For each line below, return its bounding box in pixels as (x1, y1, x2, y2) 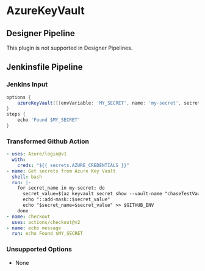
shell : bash (12, 174, 43, 180)
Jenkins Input (6, 80, 48, 89)
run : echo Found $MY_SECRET (12, 231, 84, 237)
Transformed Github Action (6, 137, 90, 146)
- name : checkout (6, 213, 51, 220)
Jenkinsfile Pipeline (6, 62, 83, 72)
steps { (6, 111, 26, 117)
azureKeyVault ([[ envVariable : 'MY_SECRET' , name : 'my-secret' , (17, 100, 182, 106)
